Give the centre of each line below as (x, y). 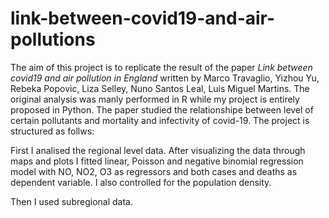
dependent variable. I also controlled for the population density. (141, 182)
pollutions (53, 39)
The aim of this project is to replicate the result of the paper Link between (161, 67)
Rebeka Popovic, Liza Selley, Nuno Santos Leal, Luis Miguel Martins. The (160, 88)
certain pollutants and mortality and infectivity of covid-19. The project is (160, 120)
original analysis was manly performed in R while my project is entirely (155, 99)
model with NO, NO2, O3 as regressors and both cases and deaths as (154, 171)
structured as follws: (52, 131)
